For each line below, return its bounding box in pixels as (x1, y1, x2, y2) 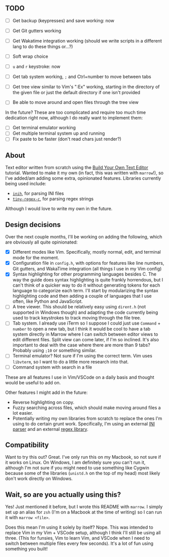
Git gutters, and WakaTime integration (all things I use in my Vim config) (12, 266, 162, 272)
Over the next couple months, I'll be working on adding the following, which (5, 234, 162, 240)
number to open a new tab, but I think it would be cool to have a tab (12, 326, 151, 332)
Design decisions (5, 220, 61, 229)
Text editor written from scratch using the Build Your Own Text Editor (5, 165, 148, 171)
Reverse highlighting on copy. (12, 399, 75, 405)
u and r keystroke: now (12, 63, 61, 70)
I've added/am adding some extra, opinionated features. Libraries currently (5, 175, 161, 181)
